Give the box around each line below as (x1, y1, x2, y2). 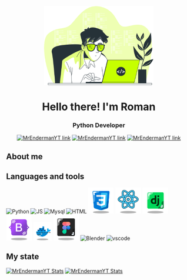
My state (6, 252, 39, 262)
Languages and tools (6, 172, 85, 182)
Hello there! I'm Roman (42, 100, 156, 114)
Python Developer (72, 121, 125, 129)
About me (6, 151, 43, 161)
